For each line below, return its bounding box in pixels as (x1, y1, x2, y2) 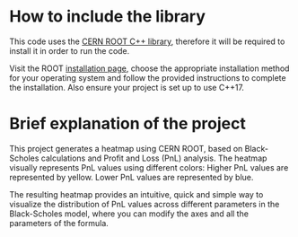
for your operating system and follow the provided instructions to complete (9, 72, 286, 83)
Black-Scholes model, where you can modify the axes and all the (9, 208, 250, 219)
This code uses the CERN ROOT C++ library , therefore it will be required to (9, 36, 285, 47)
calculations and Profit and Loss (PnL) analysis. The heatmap (40, 153, 267, 163)
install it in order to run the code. (9, 45, 130, 56)
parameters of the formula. (9, 217, 110, 228)
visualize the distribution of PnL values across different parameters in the (9, 198, 280, 209)
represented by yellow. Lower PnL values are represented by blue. (9, 171, 254, 182)
